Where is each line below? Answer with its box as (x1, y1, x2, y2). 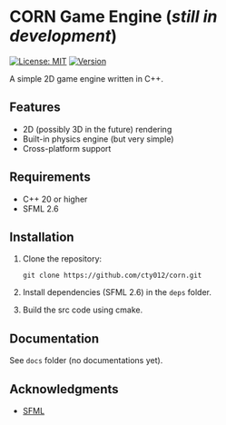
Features (9, 100, 61, 115)
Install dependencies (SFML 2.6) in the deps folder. (22, 287, 211, 298)
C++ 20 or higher (22, 193, 88, 204)
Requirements (9, 170, 91, 185)
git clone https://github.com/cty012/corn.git (22, 271, 202, 281)
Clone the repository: (22, 253, 103, 264)
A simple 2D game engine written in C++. (9, 73, 163, 84)
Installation (9, 229, 74, 244)
